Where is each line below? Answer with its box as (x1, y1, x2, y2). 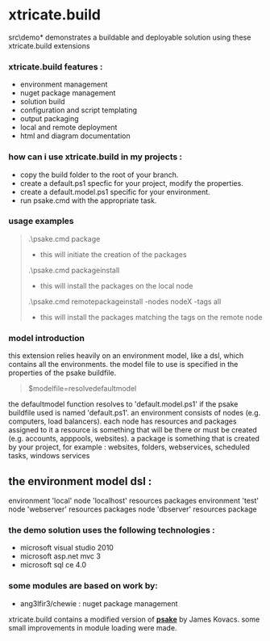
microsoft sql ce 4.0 (19, 560, 87, 570)
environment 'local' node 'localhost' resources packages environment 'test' (8, 496, 260, 505)
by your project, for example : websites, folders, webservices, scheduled (8, 442, 250, 452)
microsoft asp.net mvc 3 (19, 551, 101, 561)
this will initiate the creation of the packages (39, 249, 187, 259)
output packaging (19, 114, 79, 124)
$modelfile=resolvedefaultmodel (27, 384, 137, 394)
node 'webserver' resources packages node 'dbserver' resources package (8, 504, 257, 514)
